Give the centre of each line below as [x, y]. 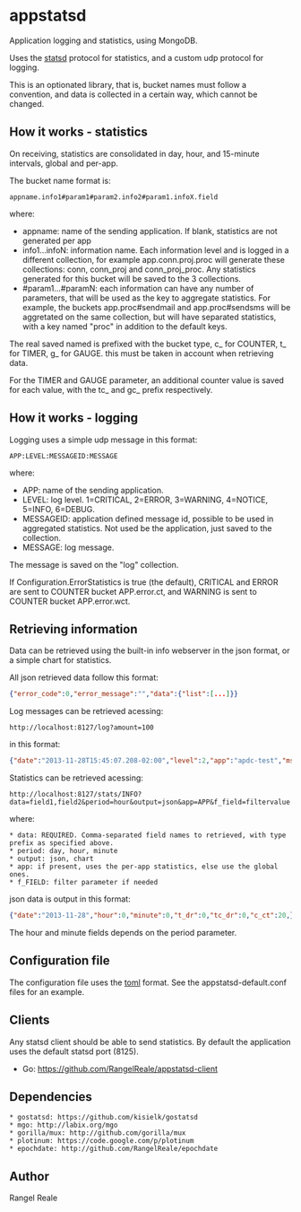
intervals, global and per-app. [64, 163]
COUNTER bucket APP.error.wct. [70, 601]
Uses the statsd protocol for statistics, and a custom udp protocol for [137, 57]
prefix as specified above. [62, 843]
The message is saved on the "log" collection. [94, 564]
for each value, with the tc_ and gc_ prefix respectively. [111, 389]
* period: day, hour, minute [64, 851]
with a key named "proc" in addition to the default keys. [125, 326]
